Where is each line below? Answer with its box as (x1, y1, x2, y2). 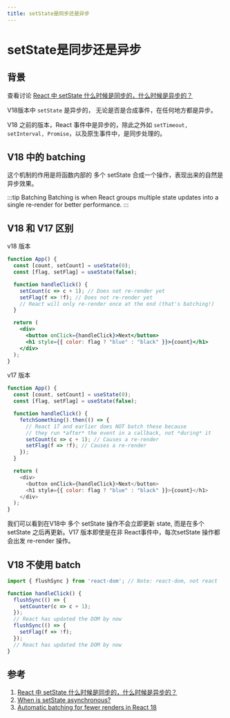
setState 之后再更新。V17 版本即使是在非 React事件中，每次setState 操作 (7, 528, 215, 536)
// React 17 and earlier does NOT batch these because (25, 423, 187, 430)
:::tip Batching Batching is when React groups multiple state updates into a (7, 193, 219, 202)
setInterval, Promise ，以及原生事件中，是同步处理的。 (7, 129, 166, 137)
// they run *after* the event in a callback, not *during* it (25, 429, 212, 436)
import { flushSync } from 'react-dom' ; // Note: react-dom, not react (7, 577, 218, 584)
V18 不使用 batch (7, 559, 81, 570)
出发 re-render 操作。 (12, 536, 75, 545)
